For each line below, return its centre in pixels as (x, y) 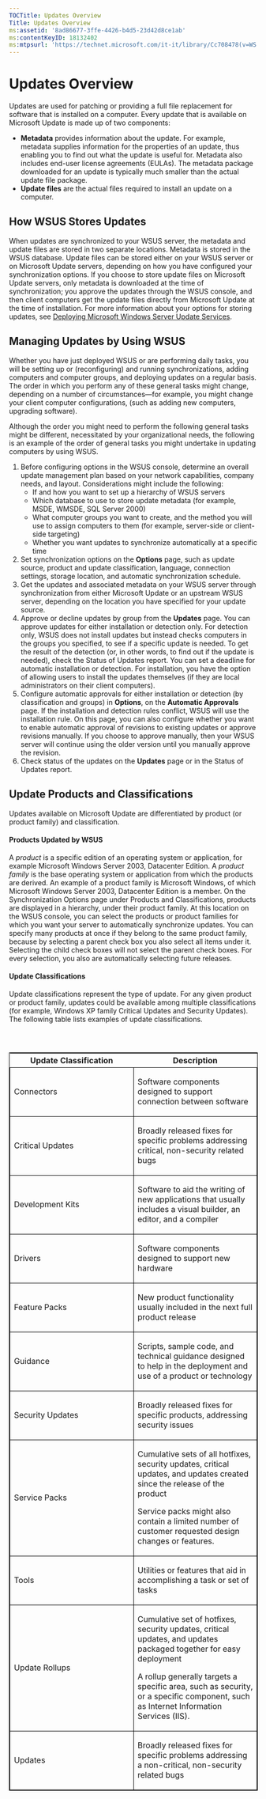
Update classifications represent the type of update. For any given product (130, 994)
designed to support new (184, 1259)
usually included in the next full (195, 1308)
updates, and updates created (193, 1474)
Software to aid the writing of (191, 1190)
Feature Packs (40, 1308)
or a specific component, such (194, 1696)
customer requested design (189, 1532)
